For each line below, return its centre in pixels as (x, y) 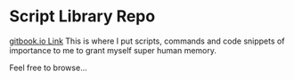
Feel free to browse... (48, 68)
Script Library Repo (82, 16)
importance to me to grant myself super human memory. (113, 50)
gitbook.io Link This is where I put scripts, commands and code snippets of (147, 41)
